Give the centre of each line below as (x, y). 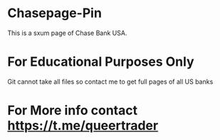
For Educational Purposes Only (101, 62)
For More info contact (72, 110)
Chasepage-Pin (54, 13)
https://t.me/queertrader (83, 126)
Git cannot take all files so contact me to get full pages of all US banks (110, 81)
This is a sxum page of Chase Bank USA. (67, 33)
